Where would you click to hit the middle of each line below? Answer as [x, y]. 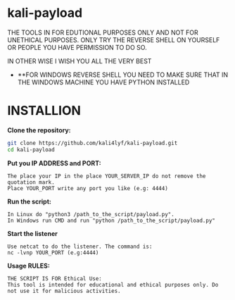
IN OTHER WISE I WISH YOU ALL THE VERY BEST [80, 61]
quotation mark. [31, 182]
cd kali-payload [31, 149]
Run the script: [29, 201]
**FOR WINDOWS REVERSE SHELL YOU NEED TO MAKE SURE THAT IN [123, 75]
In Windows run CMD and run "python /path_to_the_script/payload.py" [112, 220]
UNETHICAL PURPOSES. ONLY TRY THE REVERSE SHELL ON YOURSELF [114, 39]
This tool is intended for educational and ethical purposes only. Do [113, 285]
